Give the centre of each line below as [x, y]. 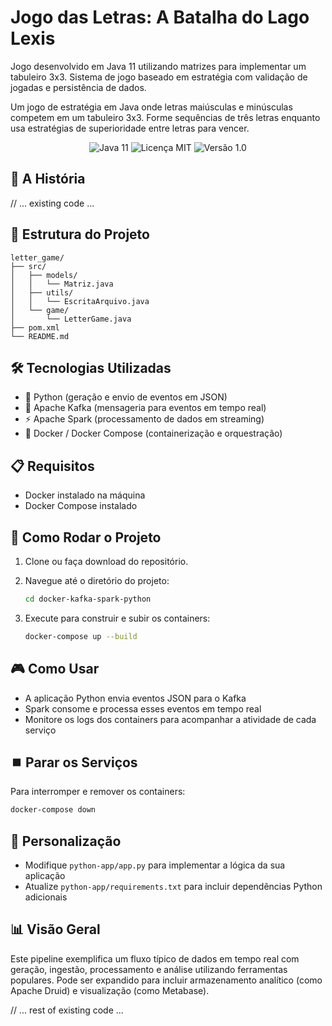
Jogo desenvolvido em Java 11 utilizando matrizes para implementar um [158, 66]
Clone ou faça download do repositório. [106, 561]
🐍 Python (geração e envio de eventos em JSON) [126, 397]
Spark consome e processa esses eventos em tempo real [143, 708]
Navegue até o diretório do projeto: [97, 580]
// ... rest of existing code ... [67, 1010]
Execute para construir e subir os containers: [117, 618]
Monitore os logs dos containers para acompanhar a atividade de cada [170, 719]
